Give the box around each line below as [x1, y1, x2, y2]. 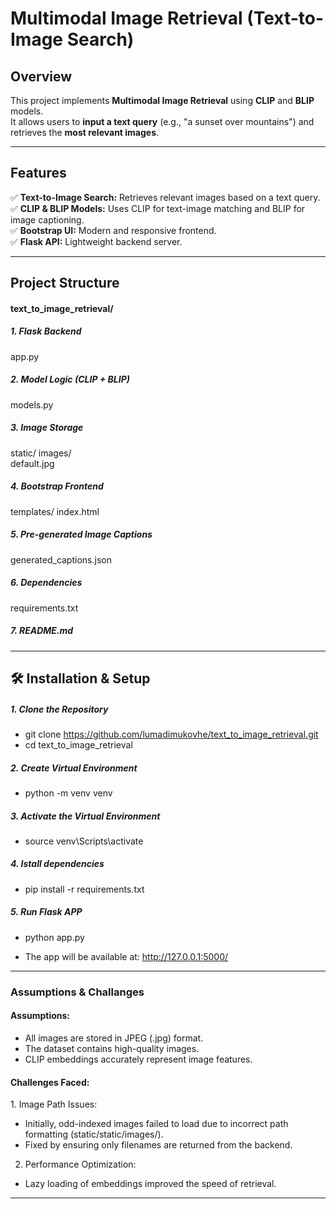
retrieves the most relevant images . [10, 127, 160, 138]
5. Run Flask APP [10, 906, 83, 918]
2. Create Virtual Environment [10, 762, 138, 774]
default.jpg [10, 457, 55, 469]
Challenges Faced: [10, 1076, 90, 1088]
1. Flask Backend [10, 325, 82, 337]
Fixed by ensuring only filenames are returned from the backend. [24, 1139, 293, 1151]
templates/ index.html [10, 505, 100, 517]
